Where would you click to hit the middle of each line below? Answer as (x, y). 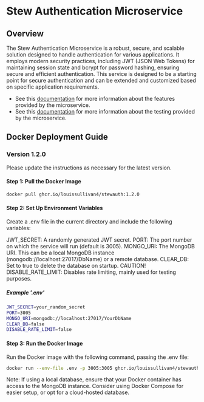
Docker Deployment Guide (57, 137)
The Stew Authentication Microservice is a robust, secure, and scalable (95, 48)
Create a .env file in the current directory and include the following (89, 221)
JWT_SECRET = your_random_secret (46, 307)
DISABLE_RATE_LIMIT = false (39, 330)
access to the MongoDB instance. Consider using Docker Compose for (95, 386)
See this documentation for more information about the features (95, 99)
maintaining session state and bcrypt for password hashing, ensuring (93, 67)
